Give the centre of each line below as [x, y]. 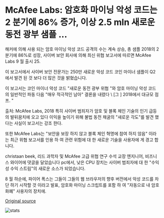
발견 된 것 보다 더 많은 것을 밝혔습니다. [50, 78]
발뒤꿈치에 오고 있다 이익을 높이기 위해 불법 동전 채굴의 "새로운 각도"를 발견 [82, 117]
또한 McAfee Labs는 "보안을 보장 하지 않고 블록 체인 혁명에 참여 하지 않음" [76, 133]
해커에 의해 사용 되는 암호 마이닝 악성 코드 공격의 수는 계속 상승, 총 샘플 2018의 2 [82, 49]
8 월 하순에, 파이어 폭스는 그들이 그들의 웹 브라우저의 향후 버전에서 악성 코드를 [79, 179]
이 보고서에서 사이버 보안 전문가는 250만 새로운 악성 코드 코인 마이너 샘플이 [77, 72]
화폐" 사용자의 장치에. [26, 191]
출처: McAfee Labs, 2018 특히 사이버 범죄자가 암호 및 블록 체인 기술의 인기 [76, 111]
